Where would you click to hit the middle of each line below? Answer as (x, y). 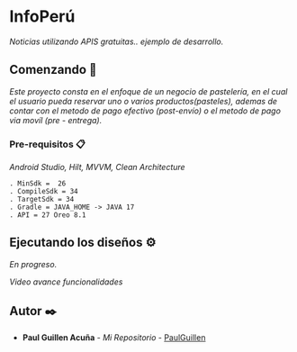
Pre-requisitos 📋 (47, 144)
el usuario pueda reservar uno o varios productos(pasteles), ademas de (143, 101)
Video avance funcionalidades (66, 282)
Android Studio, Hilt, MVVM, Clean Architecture (98, 167)
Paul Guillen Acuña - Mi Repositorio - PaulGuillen (114, 337)
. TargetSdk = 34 (42, 200)
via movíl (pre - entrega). (56, 120)
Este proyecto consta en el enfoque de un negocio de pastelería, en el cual (148, 91)
